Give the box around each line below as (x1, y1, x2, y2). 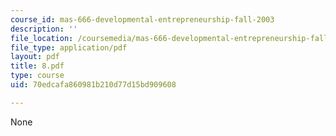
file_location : (10, 33, 74, 43)
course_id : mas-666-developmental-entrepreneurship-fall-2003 (10, 14, 275, 25)
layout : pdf (10, 52, 60, 62)
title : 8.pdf (10, 61, 65, 71)
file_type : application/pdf (10, 42, 128, 53)
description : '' (10, 24, 78, 34)
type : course (10, 71, 65, 81)
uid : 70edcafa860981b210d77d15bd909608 (10, 80, 177, 90)
